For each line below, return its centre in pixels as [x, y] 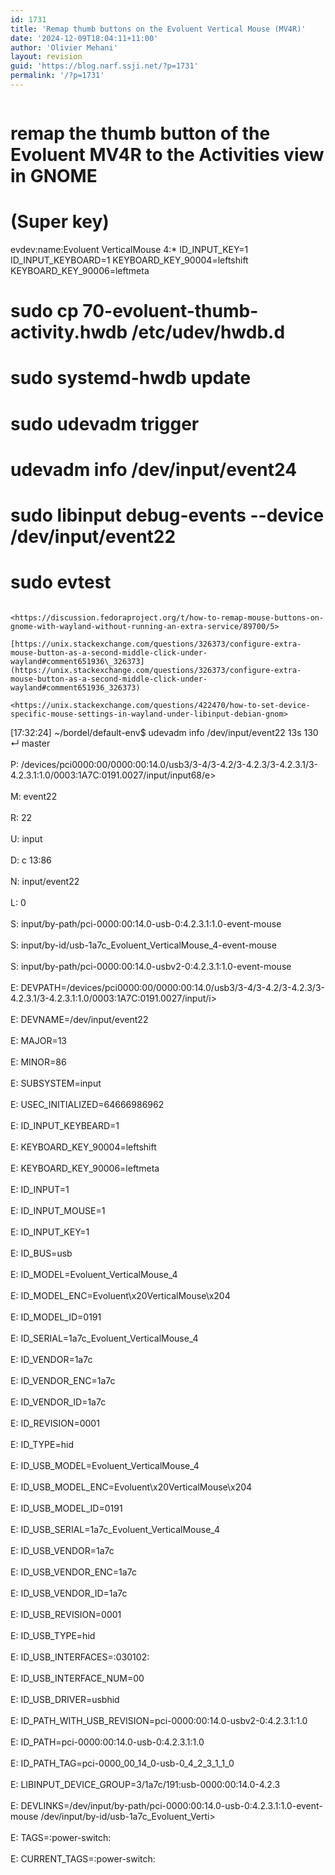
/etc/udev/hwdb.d [208, 332]
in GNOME [54, 176]
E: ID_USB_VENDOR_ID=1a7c [69, 1593]
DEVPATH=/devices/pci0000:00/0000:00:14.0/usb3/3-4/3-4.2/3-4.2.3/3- [172, 987]
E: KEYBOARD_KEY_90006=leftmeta [85, 1168]
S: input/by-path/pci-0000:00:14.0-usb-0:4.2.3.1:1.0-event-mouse [146, 923]
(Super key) [60, 222]
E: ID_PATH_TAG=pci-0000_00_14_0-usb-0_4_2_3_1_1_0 [122, 1763]
